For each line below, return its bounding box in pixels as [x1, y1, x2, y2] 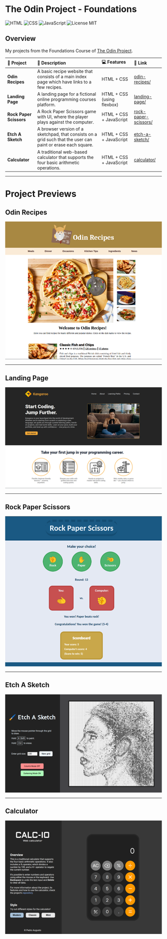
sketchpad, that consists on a [37, 131, 97, 138]
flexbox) [101, 101, 119, 108]
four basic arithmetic [37, 159, 80, 165]
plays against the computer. [37, 119, 94, 125]
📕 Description [37, 60, 66, 66]
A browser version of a [37, 126, 83, 132]
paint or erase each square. [37, 142, 93, 148]
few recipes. [37, 84, 63, 90]
